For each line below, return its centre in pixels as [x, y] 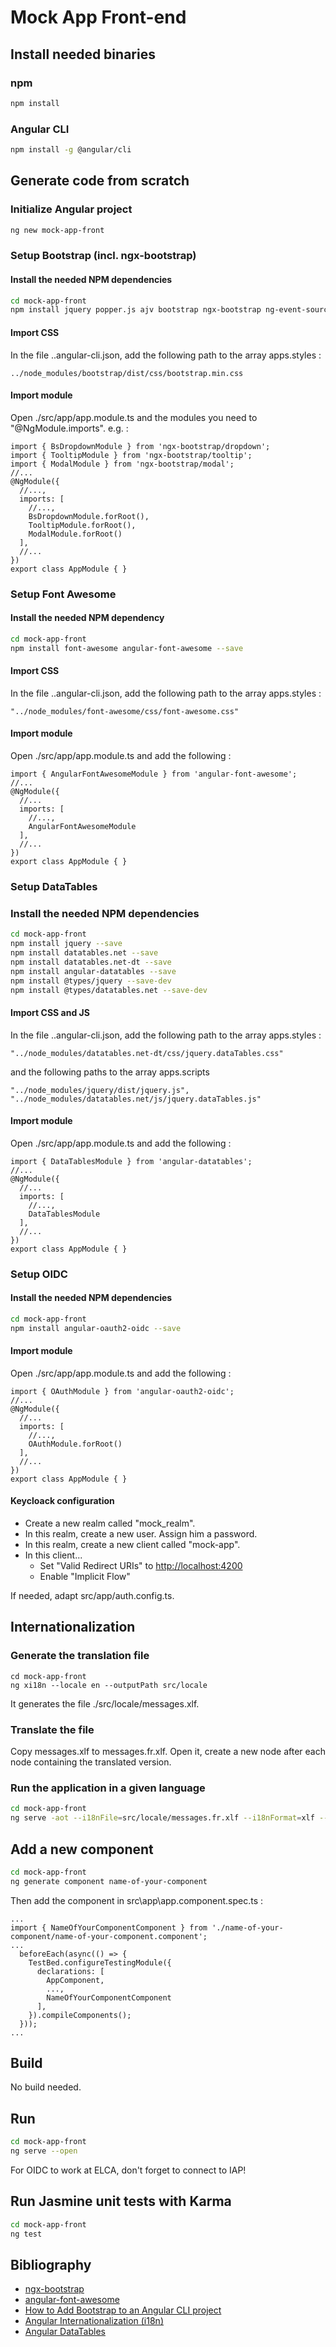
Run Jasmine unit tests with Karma [121, 2201]
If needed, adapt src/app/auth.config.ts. [92, 1596]
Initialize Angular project [71, 209]
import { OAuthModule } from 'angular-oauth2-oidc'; [122, 1391]
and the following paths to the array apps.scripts [110, 1072]
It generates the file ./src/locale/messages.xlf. [105, 1703]
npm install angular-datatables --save [93, 971]
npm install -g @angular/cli [71, 150]
